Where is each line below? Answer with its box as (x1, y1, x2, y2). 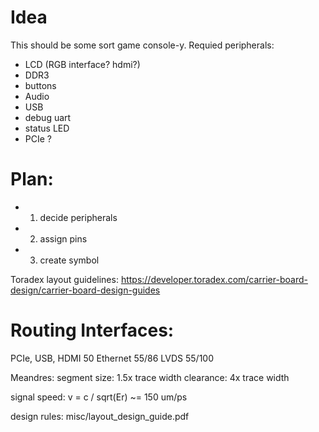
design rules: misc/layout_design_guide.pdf (10, 410, 190, 422)
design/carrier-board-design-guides (10, 284, 161, 296)
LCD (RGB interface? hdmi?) (24, 58, 141, 70)
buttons (24, 79, 57, 91)
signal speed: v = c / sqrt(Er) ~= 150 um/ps (10, 391, 188, 403)
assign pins (39, 232, 88, 245)
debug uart (24, 111, 72, 123)
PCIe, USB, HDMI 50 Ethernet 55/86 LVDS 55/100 (10, 352, 214, 364)
